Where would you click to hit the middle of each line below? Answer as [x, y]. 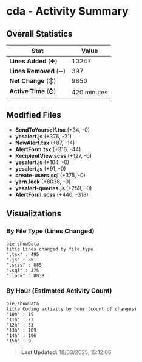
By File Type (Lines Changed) [50, 231]
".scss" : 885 [24, 265]
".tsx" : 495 [23, 254]
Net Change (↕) [33, 81]
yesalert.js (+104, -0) [42, 162]
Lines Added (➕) [33, 61]
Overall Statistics [39, 34]
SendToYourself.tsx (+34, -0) [52, 130]
